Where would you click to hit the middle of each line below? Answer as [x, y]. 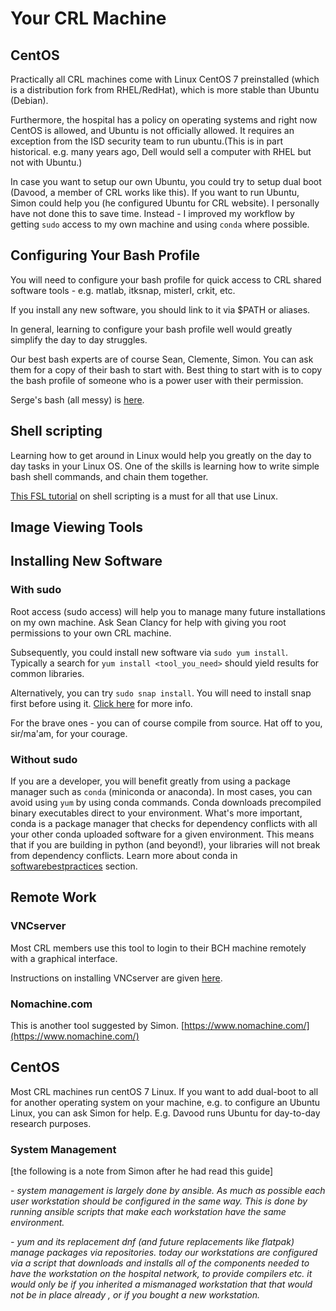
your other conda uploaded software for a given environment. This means [162, 834]
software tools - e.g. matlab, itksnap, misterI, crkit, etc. [123, 290]
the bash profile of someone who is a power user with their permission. [157, 380]
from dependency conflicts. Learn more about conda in [124, 855]
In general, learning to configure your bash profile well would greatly [151, 329]
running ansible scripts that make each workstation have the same [148, 1212]
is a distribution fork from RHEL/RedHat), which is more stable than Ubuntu [165, 90]
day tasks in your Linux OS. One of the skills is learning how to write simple [165, 466]
